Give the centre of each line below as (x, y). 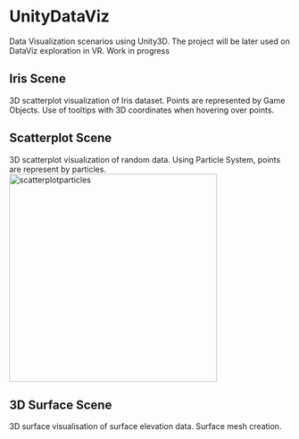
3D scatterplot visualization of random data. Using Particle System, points (145, 159)
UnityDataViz (59, 17)
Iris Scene (38, 79)
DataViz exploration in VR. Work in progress (90, 50)
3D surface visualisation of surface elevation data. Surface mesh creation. (145, 426)
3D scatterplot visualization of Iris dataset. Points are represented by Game (147, 100)
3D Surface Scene (61, 405)
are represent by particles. (58, 169)
